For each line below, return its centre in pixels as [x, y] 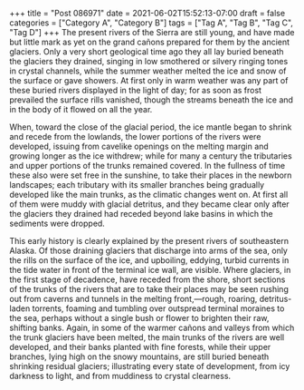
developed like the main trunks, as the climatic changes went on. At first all [149, 195]
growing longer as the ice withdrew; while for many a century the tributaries [151, 156]
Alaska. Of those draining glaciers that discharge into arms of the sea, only [148, 250]
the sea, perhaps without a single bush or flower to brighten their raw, [139, 318]
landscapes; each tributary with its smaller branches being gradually [137, 185]
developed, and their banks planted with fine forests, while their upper [140, 347]
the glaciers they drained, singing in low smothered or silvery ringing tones [149, 61]
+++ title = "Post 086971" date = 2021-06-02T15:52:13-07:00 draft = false [147, 13]
